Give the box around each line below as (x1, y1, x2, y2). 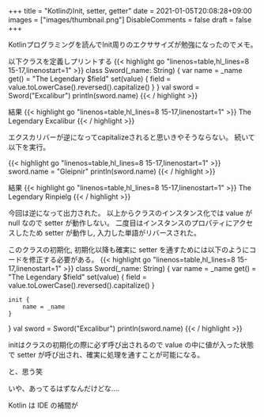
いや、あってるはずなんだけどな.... (8, 384, 120, 393)
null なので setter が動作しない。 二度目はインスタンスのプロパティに (8, 218, 233, 228)
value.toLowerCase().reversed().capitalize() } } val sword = (8, 82, 200, 92)
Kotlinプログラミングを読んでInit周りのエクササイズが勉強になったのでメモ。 (8, 40, 258, 49)
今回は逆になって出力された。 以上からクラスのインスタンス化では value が (8, 208, 253, 217)
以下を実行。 (8, 143, 50, 151)
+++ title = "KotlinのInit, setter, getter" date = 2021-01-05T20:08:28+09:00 (8, 6, 253, 15)
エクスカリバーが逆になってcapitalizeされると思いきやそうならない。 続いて (8, 132, 255, 142)
